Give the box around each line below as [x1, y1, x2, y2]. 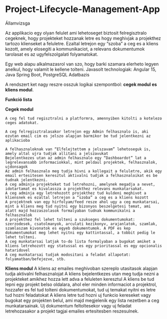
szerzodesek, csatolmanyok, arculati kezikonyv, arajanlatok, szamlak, [5, 221, 157, 227]
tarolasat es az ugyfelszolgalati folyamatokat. [5, 51, 98, 57]
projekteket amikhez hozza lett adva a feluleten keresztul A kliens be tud [5, 276, 154, 282]
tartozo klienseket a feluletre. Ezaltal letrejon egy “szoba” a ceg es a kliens [5, 40, 158, 46]
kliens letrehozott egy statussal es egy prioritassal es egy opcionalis [5, 243, 162, 248]
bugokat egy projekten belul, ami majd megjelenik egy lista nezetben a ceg [5, 297, 159, 303]
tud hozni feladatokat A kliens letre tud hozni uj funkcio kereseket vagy [5, 292, 151, 298]
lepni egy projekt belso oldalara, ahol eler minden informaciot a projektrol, [5, 281, 157, 287]
